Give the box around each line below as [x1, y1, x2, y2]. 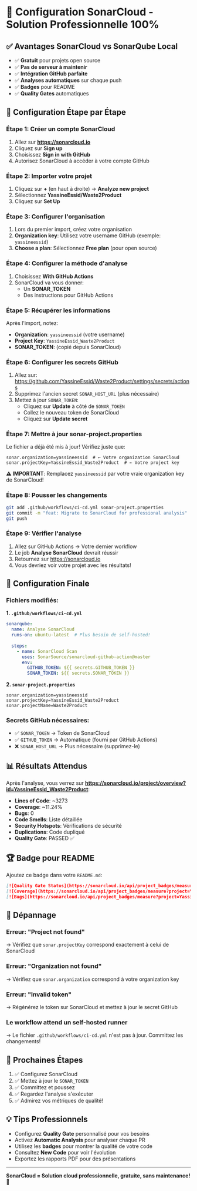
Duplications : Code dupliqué [14, 828, 85, 835]
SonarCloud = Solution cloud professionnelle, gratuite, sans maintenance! [6, 1172, 191, 1179]
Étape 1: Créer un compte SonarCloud [6, 125, 116, 133]
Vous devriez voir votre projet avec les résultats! [14, 562, 131, 569]
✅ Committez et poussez [14, 1084, 75, 1091]
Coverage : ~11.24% [14, 804, 63, 811]
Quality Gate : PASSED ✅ [14, 835, 75, 842]
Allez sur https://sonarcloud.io [14, 138, 91, 145]
